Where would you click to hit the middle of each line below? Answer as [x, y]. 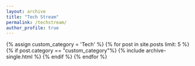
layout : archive [26, 11]
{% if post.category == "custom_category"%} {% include [75, 51]
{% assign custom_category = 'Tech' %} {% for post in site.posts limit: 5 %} [98, 44]
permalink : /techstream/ [36, 22]
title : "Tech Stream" [33, 17]
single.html [19, 57]
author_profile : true [33, 28]
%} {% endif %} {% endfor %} [70, 57]
